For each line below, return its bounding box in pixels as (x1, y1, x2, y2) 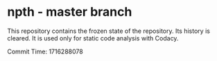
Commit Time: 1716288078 (7, 47, 83, 56)
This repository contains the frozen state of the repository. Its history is (7, 27, 210, 35)
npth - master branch (7, 4, 132, 20)
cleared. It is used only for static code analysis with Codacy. (7, 34, 179, 42)
